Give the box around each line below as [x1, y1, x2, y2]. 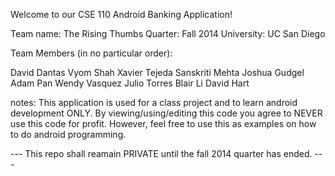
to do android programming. [10, 129, 127, 140]
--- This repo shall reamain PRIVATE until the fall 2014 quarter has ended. [10, 148, 313, 159]
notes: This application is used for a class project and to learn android [10, 97, 298, 108]
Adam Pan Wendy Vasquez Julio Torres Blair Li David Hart [10, 77, 250, 89]
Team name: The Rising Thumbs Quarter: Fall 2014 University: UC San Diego [10, 28, 326, 39]
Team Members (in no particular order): [10, 47, 173, 59]
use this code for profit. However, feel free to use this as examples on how [10, 118, 317, 129]
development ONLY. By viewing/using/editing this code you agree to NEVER [10, 107, 323, 119]
